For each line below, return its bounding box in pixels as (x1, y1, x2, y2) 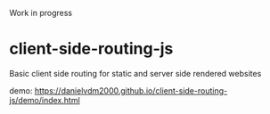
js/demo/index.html (9, 94, 80, 105)
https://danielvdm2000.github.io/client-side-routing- (34, 85, 228, 96)
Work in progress (9, 8, 73, 18)
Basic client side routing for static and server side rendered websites (9, 68, 262, 78)
